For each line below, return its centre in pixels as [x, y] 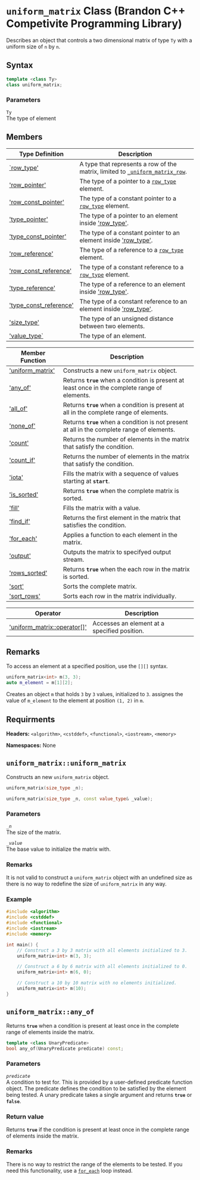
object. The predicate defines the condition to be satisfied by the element [96, 1088]
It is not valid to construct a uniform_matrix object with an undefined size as [99, 878]
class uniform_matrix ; [34, 85]
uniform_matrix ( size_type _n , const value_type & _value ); [79, 799]
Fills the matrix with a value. [102, 508]
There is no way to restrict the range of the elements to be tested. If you [94, 1164]
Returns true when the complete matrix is [121, 491]
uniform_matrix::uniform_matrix [66, 763]
